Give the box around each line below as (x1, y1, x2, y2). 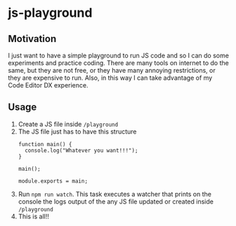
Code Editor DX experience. (8, 81, 88, 89)
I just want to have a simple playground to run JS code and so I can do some (8, 51, 229, 59)
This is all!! (18, 212, 50, 220)
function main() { (18, 141, 72, 148)
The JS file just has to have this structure (18, 127, 137, 136)
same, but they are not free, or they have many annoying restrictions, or (8, 66, 216, 74)
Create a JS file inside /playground (18, 120, 119, 128)
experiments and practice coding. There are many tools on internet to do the (8, 59, 229, 67)
